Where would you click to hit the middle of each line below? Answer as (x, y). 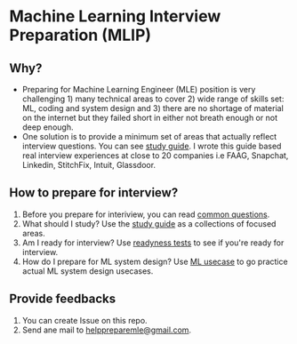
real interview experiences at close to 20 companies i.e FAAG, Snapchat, (155, 156)
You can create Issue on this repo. (85, 320)
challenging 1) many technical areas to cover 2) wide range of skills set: (153, 99)
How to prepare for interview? (94, 193)
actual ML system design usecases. (88, 271)
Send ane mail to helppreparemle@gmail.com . (107, 330)
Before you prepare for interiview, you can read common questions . (146, 214)
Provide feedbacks (63, 299)
